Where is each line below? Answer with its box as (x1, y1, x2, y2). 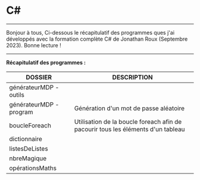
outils (9, 90, 25, 99)
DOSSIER (26, 73, 52, 81)
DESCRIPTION (112, 73, 153, 81)
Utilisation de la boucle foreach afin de (74, 117, 182, 126)
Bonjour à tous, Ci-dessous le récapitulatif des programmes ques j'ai (6, 29, 174, 36)
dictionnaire (9, 135, 43, 143)
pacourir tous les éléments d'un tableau (74, 125, 186, 133)
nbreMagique (9, 154, 47, 162)
